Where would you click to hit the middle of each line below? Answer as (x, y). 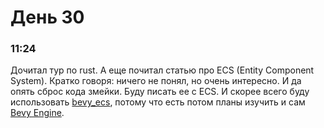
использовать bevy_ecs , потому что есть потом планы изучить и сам (158, 102)
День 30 (47, 17)
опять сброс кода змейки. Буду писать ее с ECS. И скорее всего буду (160, 92)
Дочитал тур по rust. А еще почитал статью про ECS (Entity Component (162, 70)
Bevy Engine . (37, 113)
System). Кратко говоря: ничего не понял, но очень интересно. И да (156, 81)
